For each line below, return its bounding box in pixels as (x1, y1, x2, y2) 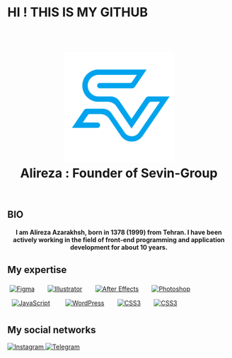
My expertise (7, 263, 67, 276)
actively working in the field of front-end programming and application (13, 236, 225, 244)
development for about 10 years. (69, 243, 168, 252)
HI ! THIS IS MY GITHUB (7, 4, 149, 21)
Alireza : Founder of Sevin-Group (20, 166, 218, 181)
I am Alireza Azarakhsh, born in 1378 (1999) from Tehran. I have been (16, 228, 222, 237)
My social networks (7, 323, 96, 336)
